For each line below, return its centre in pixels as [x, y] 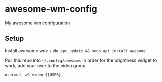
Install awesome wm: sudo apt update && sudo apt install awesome [75, 50]
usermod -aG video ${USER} [33, 75]
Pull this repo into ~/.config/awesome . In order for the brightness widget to [81, 60]
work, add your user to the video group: [46, 65]
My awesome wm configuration [38, 23]
